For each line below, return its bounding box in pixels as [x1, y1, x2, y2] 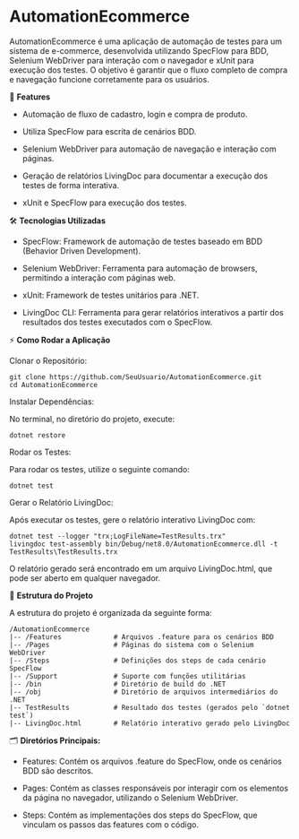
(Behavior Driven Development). [21, 245, 141, 256]
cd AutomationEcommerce [9, 380, 98, 389]
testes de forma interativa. [21, 179, 120, 190]
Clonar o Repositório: [9, 355, 88, 366]
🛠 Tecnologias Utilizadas [9, 215, 106, 226]
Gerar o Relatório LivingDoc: [9, 497, 114, 507]
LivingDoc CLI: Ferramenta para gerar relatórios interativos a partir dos [21, 307, 284, 317]
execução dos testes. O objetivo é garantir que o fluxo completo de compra [9, 65, 288, 75]
